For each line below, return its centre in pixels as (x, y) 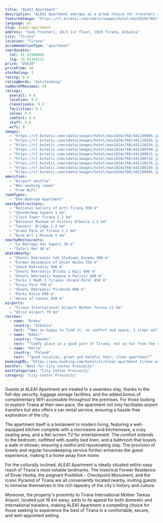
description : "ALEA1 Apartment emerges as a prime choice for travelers (80, 14)
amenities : (16, 177)
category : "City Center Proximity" (41, 375)
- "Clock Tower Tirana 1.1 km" (41, 217)
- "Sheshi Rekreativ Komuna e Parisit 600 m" (56, 276)
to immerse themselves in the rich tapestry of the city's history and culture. (80, 485)
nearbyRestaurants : (25, 240)
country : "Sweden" (32, 339)
